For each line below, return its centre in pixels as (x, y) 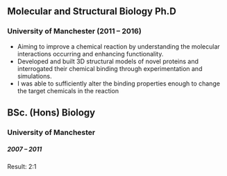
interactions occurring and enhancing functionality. (90, 54)
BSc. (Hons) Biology (51, 113)
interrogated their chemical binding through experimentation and (110, 68)
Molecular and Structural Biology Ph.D (92, 11)
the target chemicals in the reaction (68, 90)
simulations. (34, 76)
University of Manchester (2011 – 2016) (75, 31)
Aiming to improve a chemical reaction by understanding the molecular (118, 46)
